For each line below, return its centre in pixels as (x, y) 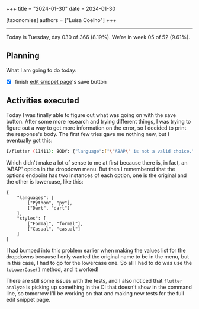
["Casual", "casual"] (54, 229)
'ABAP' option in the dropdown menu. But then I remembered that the (91, 169)
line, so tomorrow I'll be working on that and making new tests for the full (95, 293)
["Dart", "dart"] (49, 208)
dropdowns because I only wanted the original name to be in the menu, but (98, 256)
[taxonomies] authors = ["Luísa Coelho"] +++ (61, 20)
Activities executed (43, 101)
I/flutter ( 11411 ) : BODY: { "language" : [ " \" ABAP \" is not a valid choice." (100, 151)
